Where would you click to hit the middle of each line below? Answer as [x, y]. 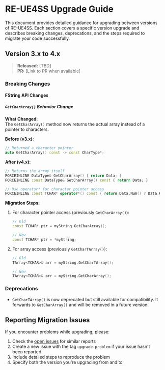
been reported [27, 352]
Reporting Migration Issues [47, 320]
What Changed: [22, 119]
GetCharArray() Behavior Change [39, 106]
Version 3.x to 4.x [33, 54]
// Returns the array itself [35, 171]
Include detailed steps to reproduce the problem [61, 357]
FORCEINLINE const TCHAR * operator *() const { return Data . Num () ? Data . [82, 194]
